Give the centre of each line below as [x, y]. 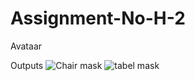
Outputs [27, 65]
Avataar [26, 46]
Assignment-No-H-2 [98, 18]
